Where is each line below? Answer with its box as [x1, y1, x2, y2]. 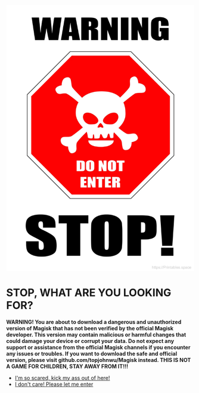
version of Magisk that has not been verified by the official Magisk [6, 324, 174, 332]
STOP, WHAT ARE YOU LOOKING [6, 286, 172, 299]
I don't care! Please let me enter [14, 380, 94, 388]
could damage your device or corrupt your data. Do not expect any [6, 337, 175, 344]
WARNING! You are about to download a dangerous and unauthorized [6, 318, 182, 326]
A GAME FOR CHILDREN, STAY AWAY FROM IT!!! [6, 363, 129, 370]
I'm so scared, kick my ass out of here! [14, 374, 110, 381]
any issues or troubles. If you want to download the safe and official [6, 350, 178, 357]
